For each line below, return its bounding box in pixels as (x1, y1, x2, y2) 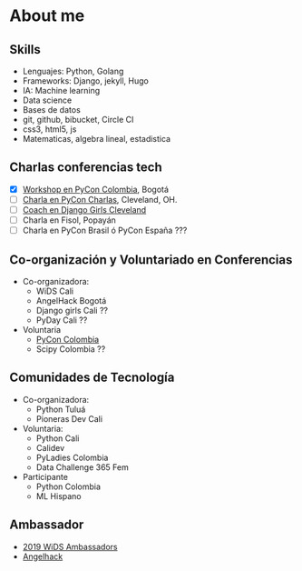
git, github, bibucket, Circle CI (22, 115, 134, 125)
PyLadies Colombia (35, 452, 109, 463)
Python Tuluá (35, 404, 86, 415)
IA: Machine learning (22, 85, 101, 95)
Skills (9, 42, 41, 57)
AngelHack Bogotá (35, 295, 107, 306)
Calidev (35, 442, 65, 453)
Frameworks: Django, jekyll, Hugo (22, 75, 150, 86)
